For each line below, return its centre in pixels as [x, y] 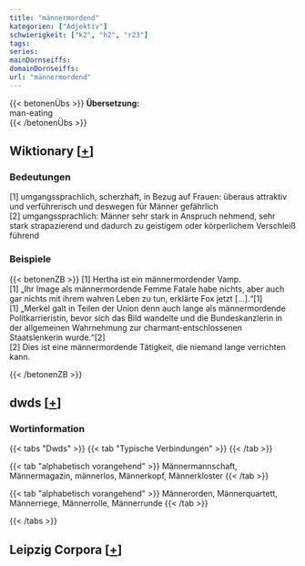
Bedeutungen [40, 177]
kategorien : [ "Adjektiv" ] [58, 26]
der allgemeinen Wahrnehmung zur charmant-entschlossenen [126, 327]
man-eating [31, 113]
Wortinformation [47, 429]
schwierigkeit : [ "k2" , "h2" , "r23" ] [79, 35]
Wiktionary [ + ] [51, 151]
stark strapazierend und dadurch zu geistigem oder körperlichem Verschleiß [152, 226]
